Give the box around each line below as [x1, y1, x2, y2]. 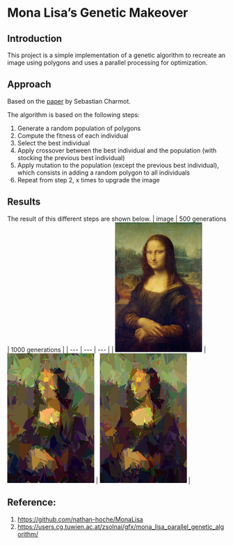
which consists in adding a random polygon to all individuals [17, 168, 190, 177]
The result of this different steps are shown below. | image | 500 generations [7, 214, 227, 223]
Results [7, 196, 41, 208]
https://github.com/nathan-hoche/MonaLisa [17, 515, 144, 523]
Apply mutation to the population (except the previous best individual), [17, 161, 219, 169]
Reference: [7, 496, 56, 509]
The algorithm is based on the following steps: [7, 110, 140, 119]
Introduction [7, 33, 63, 45]
